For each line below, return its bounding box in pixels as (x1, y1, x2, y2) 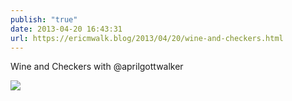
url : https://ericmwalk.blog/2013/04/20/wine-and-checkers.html (10, 33, 284, 43)
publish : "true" (10, 14, 78, 25)
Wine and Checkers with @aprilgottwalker (10, 61, 184, 73)
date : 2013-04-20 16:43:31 (10, 24, 123, 34)
